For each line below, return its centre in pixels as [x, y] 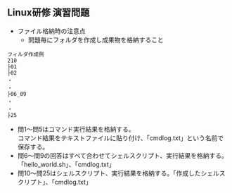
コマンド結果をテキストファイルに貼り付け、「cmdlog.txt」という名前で [120, 138]
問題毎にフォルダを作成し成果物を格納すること [96, 39]
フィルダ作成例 [26, 54]
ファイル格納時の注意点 [51, 31]
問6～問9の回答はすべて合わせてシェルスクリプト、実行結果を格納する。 [123, 155]
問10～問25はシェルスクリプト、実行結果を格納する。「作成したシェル [118, 173]
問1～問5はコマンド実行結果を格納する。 [76, 129]
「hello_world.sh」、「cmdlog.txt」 [66, 164]
